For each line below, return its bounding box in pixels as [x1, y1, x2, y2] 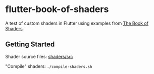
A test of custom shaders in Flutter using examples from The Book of [5, 20, 149, 26]
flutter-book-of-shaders [5, 4, 109, 15]
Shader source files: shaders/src [5, 53, 73, 59]
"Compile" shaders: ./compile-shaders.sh [5, 63, 92, 69]
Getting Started [5, 40, 55, 49]
